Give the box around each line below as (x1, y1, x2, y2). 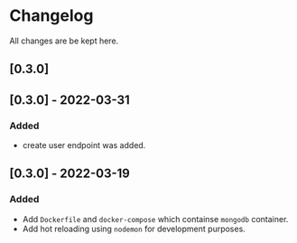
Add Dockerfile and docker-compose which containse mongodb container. (22, 213, 289, 224)
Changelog (9, 5, 94, 26)
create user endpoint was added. (22, 140, 146, 151)
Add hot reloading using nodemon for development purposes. (22, 223, 246, 234)
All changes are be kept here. (9, 35, 119, 46)
